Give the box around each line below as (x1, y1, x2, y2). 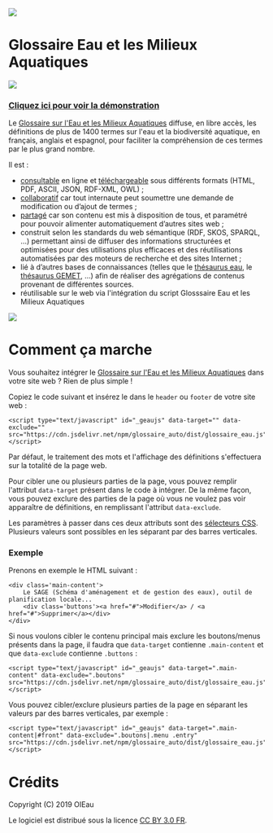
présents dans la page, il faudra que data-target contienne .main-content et (8, 640, 264, 650)
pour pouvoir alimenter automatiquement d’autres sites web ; (19, 219, 225, 229)
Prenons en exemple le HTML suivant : (8, 566, 138, 576)
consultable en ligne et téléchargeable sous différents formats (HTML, (19, 176, 256, 186)
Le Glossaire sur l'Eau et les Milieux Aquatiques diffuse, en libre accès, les (8, 118, 258, 128)
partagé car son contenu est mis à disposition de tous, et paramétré (19, 210, 248, 220)
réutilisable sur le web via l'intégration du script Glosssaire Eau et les (19, 288, 250, 298)
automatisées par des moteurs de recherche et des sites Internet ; (19, 253, 242, 264)
